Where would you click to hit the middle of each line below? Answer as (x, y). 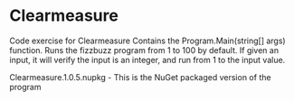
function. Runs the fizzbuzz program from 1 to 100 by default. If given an (144, 50)
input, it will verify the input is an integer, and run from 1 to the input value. (147, 60)
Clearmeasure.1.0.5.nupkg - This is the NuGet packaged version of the (140, 77)
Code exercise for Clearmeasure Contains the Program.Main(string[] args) (148, 41)
